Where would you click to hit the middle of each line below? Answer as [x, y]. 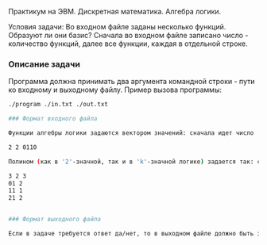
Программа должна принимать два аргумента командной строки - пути [132, 82]
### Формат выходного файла [55, 220]
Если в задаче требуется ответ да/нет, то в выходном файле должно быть [131, 234]
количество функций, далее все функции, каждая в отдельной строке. [128, 44]
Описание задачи [44, 64]
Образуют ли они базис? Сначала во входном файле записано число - [128, 35]
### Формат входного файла [53, 119]
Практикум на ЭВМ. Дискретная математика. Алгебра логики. [115, 11]
